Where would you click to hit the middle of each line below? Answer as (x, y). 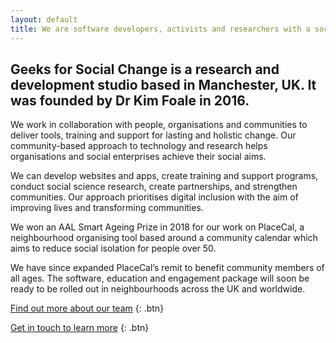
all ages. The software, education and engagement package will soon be (160, 278)
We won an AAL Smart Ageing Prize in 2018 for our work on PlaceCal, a (157, 227)
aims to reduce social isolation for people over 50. (113, 248)
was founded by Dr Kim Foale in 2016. (130, 100)
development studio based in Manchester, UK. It (163, 84)
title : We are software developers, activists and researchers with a (160, 29)
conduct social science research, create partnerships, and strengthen (154, 187)
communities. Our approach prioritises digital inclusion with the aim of (154, 197)
